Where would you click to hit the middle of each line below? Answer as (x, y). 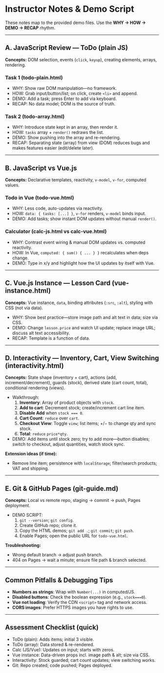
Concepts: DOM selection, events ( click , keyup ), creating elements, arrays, (81, 59)
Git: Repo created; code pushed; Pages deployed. (62, 665)
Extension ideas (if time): (31, 454)
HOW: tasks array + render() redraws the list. (58, 132)
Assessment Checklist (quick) (52, 628)
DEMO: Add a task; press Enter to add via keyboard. (64, 99)
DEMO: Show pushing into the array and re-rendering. (66, 138)
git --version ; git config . (47, 520)
